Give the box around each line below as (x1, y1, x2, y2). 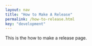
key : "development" (5, 21, 46, 26)
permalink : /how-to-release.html (5, 16, 75, 21)
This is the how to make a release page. (5, 35, 87, 41)
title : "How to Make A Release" (5, 12, 72, 17)
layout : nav (5, 7, 30, 12)
